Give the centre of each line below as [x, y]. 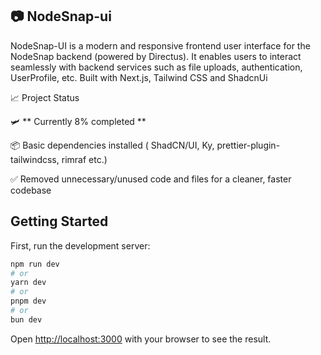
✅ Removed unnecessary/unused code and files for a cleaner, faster [151, 179]
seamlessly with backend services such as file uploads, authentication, [156, 67]
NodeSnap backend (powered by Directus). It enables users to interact [156, 56]
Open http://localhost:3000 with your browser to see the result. [141, 339]
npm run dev [35, 264]
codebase [31, 190]
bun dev [26, 319]
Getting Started [59, 221]
